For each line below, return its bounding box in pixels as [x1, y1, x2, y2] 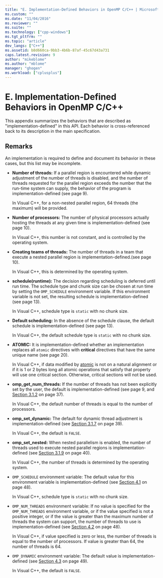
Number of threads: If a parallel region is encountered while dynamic [12, 170, 151, 176]
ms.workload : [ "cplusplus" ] [5, 71, 62, 75]
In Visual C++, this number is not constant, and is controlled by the [12, 234, 146, 240]
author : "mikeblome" [5, 57, 47, 62]
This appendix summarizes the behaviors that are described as [5, 118, 131, 124]
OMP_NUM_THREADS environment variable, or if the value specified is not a [12, 508, 154, 514]
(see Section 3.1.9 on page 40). [29, 450, 91, 455]
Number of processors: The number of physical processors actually [12, 215, 149, 220]
